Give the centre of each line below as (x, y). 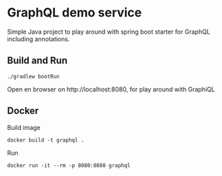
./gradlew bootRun (33, 76)
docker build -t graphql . (46, 140)
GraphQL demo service (75, 13)
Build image (24, 127)
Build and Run (37, 61)
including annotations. (38, 38)
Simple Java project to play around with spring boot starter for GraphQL (109, 32)
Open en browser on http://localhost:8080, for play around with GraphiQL (111, 89)
